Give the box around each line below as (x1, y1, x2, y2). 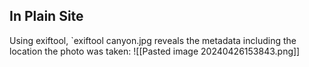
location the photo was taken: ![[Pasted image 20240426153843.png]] (9, 45, 301, 57)
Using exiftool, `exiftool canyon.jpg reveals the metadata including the (9, 34, 297, 46)
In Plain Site (9, 8, 84, 25)
